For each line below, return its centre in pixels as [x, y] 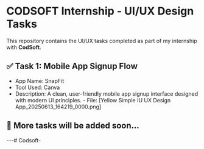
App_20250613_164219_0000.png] [58, 107]
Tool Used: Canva [37, 87]
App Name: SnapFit [40, 81]
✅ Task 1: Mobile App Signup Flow [72, 66]
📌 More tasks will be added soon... [73, 126]
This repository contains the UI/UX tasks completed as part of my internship [102, 41]
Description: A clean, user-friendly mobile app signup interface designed [107, 94]
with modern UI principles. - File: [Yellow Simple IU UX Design [93, 100]
